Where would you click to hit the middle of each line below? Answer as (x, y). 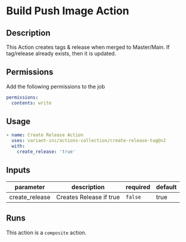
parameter (30, 187)
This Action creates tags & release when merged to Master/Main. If (88, 47)
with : (18, 146)
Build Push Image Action (68, 11)
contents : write (31, 103)
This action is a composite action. (46, 232)
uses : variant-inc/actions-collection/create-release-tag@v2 (89, 141)
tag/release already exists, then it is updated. (61, 54)
